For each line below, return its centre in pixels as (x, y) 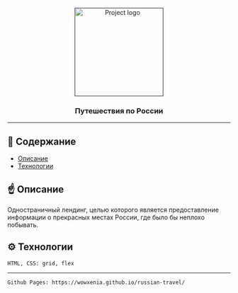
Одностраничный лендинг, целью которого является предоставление (113, 209)
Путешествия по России (119, 110)
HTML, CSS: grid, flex (41, 263)
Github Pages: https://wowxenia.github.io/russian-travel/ (96, 282)
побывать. (23, 224)
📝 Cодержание (42, 141)
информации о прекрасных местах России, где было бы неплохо (106, 217)
